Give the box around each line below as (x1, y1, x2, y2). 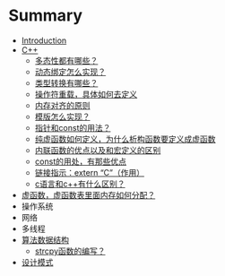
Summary (8, 5, 82, 26)
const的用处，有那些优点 (34, 156, 127, 167)
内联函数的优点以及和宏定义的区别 (34, 144, 161, 155)
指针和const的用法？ (34, 122, 111, 133)
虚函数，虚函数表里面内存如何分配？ (21, 189, 156, 200)
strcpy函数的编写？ (34, 246, 106, 256)
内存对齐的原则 (34, 99, 91, 110)
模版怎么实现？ (34, 111, 91, 122)
